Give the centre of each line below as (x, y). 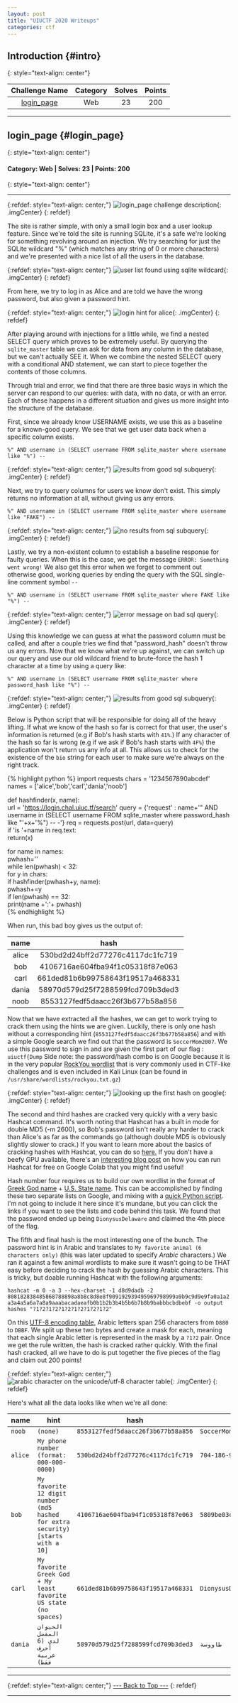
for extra (54, 1522)
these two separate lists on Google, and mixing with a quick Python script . (115, 1196)
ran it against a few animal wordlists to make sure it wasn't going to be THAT (119, 1263)
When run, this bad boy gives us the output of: (75, 926)
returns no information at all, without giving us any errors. (91, 499)
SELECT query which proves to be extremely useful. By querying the (107, 342)
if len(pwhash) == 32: (39, 897)
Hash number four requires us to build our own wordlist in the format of (111, 1181)
